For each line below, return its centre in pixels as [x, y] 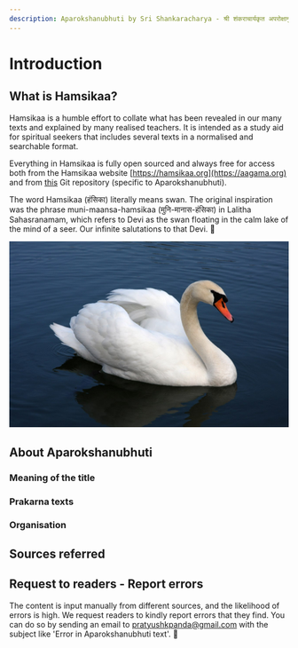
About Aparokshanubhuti [81, 452]
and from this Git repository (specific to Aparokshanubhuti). [118, 182]
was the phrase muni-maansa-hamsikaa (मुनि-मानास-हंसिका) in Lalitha [130, 209]
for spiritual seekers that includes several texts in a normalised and [131, 137]
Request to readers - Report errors [106, 585]
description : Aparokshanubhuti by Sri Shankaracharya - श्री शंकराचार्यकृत [137, 19]
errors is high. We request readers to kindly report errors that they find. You [147, 615]
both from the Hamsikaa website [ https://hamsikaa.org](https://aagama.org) [148, 172]
